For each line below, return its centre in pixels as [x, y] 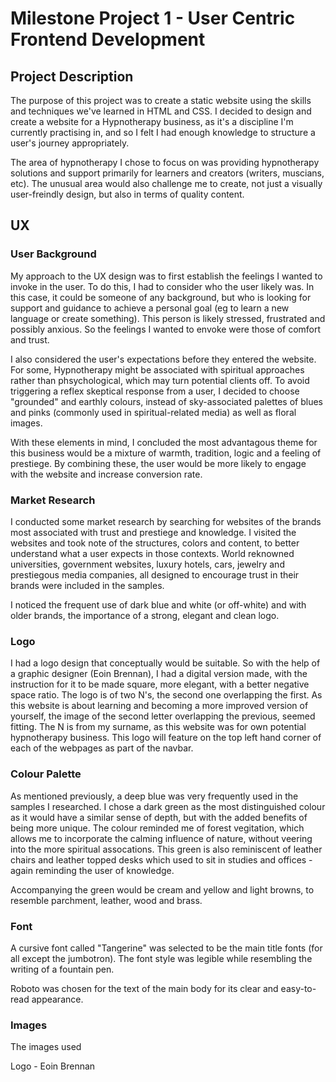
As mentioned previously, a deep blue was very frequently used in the [154, 796]
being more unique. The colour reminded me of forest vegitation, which [157, 828]
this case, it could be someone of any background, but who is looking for [161, 297]
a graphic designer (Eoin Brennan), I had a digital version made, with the [159, 674]
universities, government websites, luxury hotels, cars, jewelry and [147, 564]
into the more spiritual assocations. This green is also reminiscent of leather [166, 849]
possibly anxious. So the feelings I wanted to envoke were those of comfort [166, 329]
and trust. [30, 339]
